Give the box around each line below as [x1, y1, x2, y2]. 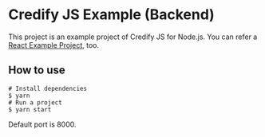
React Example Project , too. [8, 40, 100, 49]
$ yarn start [8, 105, 52, 113]
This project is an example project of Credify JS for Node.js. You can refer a [8, 32, 258, 41]
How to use [8, 64, 65, 77]
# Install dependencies [8, 84, 88, 92]
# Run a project [8, 98, 62, 107]
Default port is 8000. [8, 119, 77, 129]
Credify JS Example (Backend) [8, 6, 216, 24]
